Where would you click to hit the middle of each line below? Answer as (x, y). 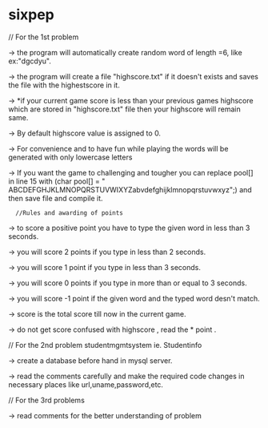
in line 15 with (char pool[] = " (57, 181)
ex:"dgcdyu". (30, 61)
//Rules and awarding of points (70, 213)
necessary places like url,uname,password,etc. (86, 384)
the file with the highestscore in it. (64, 85)
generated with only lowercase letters (70, 157)
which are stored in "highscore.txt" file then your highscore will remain (125, 109)
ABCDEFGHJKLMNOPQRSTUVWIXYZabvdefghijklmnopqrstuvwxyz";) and (130, 189)
